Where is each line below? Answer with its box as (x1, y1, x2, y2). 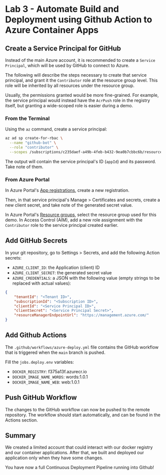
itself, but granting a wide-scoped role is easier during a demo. (5, 103, 133, 108)
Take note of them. (5, 164, 43, 170)
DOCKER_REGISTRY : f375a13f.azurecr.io (12, 368, 87, 374)
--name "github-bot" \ (9, 140, 56, 145)
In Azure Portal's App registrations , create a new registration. (5, 187, 130, 193)
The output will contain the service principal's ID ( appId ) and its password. (5, 158, 157, 164)
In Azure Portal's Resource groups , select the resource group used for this (5, 212, 157, 218)
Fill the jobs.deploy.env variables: (5, 359, 74, 365)
